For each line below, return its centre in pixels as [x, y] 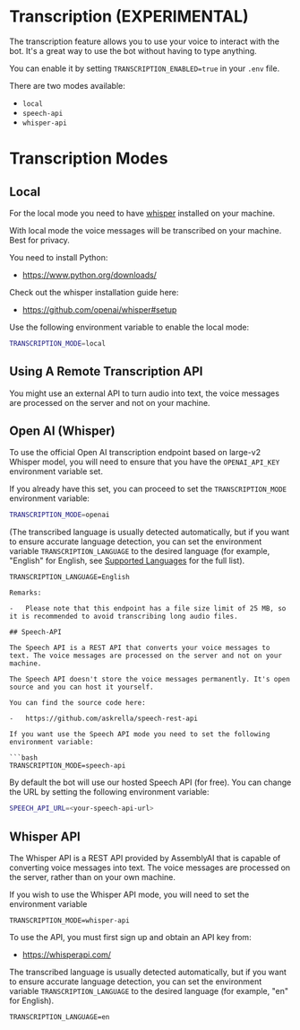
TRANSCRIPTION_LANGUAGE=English [69, 577]
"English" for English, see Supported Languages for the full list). [127, 561]
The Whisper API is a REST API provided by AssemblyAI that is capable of [145, 858]
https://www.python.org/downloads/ [89, 275]
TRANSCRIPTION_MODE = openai [60, 515]
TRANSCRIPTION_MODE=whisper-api [69, 920]
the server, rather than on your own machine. [93, 877]
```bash [24, 758]
